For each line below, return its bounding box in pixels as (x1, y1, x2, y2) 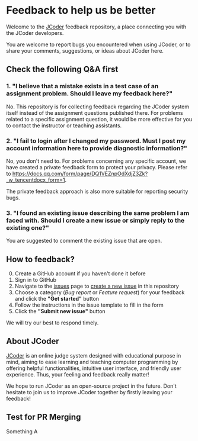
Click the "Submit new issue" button (14, 308, 106, 315)
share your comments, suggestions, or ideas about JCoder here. (6, 47, 164, 54)
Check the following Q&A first (6, 65, 119, 75)
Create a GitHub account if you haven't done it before (14, 270, 146, 277)
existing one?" (6, 223, 49, 231)
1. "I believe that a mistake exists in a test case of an (6, 82, 159, 91)
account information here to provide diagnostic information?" (6, 144, 188, 152)
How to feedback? (6, 254, 75, 264)
